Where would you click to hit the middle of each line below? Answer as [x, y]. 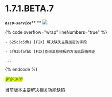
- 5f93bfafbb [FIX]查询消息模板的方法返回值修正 [50, 51]
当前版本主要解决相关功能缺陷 [35, 90]
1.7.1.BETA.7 [30, 9]
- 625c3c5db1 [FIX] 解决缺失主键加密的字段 [46, 42]
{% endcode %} [21, 69]
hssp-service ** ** [23, 23]
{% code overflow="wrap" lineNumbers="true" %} [56, 32]
